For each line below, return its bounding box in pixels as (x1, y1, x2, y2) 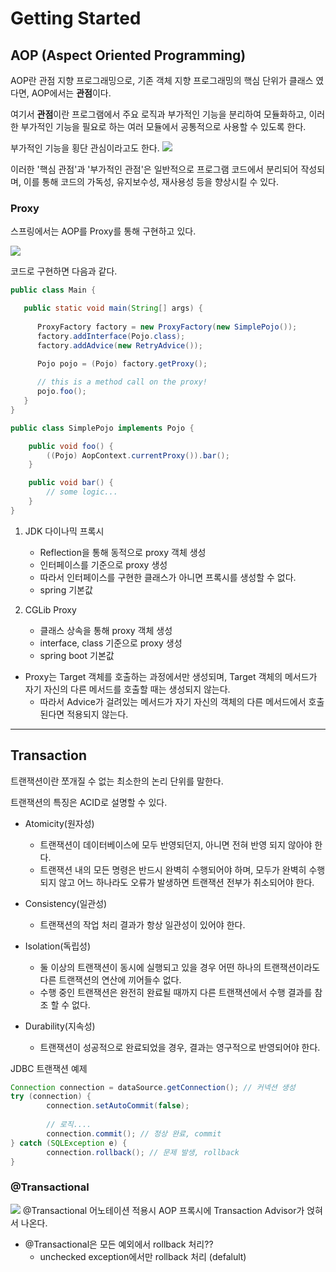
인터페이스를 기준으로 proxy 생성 (39, 558, 168, 571)
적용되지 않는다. (66, 708, 129, 720)
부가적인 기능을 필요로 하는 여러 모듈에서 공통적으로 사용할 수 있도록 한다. (20, 121, 307, 132)
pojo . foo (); (36, 387, 87, 397)
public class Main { (10, 285, 97, 296)
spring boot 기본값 (39, 649, 115, 661)
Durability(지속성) (24, 1020, 96, 1032)
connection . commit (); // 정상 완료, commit (46, 1128, 222, 1139)
